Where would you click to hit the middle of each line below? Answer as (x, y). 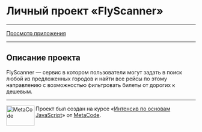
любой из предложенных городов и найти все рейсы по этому (87, 79)
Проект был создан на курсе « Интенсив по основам (103, 109)
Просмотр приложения (36, 33)
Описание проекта (43, 58)
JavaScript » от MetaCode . (68, 115)
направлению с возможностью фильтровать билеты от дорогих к (91, 85)
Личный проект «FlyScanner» (85, 11)
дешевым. (20, 91)
